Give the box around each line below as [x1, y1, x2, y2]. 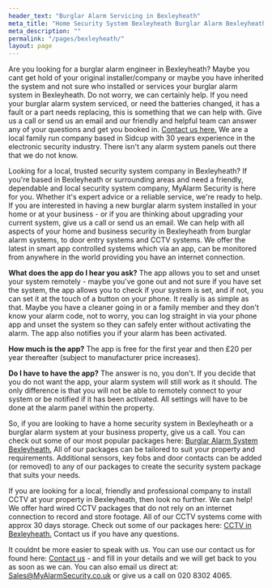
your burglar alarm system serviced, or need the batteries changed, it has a [8, 99, 261, 109]
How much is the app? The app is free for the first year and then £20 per [8, 344, 253, 354]
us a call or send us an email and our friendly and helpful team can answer [8, 116, 257, 126]
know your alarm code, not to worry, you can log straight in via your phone [8, 311, 257, 321]
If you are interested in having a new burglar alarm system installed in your [8, 200, 257, 211]
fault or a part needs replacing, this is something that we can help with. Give [8, 107, 262, 118]
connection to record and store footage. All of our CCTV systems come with [8, 512, 262, 521]
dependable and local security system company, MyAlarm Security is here [8, 183, 257, 193]
